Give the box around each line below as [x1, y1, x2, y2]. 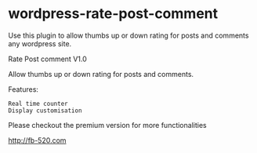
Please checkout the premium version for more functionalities [8, 120, 207, 129]
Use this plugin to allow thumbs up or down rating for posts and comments [8, 31, 249, 40]
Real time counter [8, 100, 68, 107]
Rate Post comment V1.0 [8, 54, 88, 64]
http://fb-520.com [8, 135, 67, 145]
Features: [8, 84, 39, 94]
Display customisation [8, 107, 82, 115]
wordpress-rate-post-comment [8, 5, 219, 23]
